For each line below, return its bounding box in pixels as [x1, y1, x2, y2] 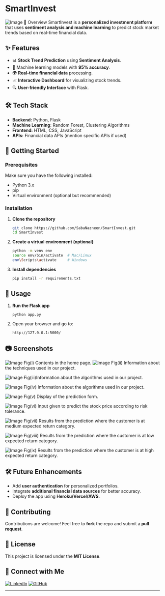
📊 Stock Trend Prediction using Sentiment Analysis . [12, 57, 121, 63]
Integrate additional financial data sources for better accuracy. [12, 488, 141, 494]
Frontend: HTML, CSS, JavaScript [12, 127, 82, 133]
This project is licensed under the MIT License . [5, 553, 101, 559]
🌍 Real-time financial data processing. [12, 70, 93, 76]
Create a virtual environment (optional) [12, 239, 94, 245]
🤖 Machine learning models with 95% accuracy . [12, 64, 110, 70]
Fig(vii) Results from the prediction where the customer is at [24, 418, 145, 424]
